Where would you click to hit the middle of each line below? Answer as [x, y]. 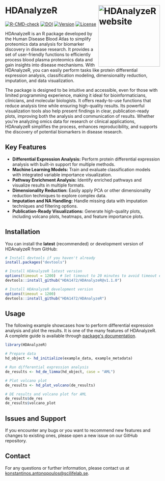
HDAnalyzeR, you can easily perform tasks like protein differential [71, 70]
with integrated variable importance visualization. [62, 175]
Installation [23, 232]
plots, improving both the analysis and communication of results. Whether [80, 116]
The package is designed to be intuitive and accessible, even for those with [82, 90]
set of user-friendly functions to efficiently [48, 54]
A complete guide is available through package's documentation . [71, 336]
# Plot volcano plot [26, 380]
